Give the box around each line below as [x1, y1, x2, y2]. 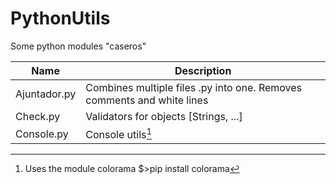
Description [174, 63, 232, 77]
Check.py [15, 109, 61, 123]
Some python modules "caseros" [10, 40, 147, 52]
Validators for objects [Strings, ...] [85, 109, 243, 123]
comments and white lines [85, 93, 209, 107]
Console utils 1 [85, 125, 153, 142]
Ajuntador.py [15, 87, 77, 101]
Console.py [15, 127, 69, 141]
